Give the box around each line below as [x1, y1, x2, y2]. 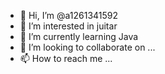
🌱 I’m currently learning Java [19, 31, 139, 42]
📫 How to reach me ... [19, 53, 113, 64]
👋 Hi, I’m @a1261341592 [19, 10, 119, 21]
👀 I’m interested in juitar [19, 20, 118, 32]
